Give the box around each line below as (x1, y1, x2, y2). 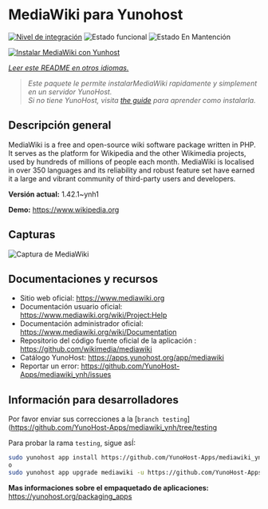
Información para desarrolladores (8, 393, 179, 407)
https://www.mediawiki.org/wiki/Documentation (19, 328, 177, 337)
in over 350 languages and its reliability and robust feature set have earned (8, 165, 255, 175)
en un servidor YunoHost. (27, 86, 112, 97)
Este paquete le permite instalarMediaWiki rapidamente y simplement (27, 78, 258, 88)
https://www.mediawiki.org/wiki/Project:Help (19, 310, 167, 320)
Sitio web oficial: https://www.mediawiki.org (19, 293, 165, 303)
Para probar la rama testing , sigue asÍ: (8, 438, 136, 448)
